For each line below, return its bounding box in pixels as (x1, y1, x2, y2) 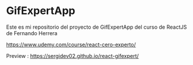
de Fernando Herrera (6, 29, 58, 36)
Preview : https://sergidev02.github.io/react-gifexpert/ (6, 52, 139, 59)
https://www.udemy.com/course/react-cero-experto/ (6, 41, 137, 48)
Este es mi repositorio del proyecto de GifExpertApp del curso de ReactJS (6, 23, 187, 30)
